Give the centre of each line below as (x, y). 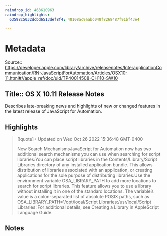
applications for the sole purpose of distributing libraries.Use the (84, 175)
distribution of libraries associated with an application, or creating (85, 170)
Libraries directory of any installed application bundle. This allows (85, 165)
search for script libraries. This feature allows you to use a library (84, 186)
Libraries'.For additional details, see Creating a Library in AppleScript (88, 207)
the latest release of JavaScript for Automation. (54, 111)
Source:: (14, 62)
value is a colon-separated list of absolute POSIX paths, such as (83, 196)
